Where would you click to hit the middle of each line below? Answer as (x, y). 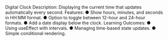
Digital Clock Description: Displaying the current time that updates (73, 7)
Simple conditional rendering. (36, 33)
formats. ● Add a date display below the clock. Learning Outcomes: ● (78, 23)
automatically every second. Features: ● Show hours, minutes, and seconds (84, 12)
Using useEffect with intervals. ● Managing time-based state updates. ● (81, 28)
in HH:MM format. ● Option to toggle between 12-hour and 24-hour (75, 18)
